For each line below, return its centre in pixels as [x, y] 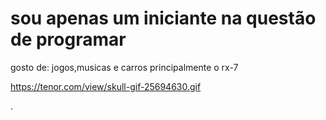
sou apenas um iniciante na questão [163, 18]
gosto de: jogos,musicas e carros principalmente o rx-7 [124, 67]
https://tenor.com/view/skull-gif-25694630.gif [106, 86]
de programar [68, 39]
